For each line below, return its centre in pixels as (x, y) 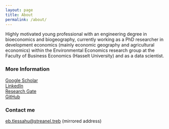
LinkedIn (14, 85)
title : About (19, 15)
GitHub (13, 96)
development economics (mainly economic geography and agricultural (80, 45)
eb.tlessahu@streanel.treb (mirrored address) (54, 121)
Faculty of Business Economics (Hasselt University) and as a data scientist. (85, 56)
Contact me (20, 110)
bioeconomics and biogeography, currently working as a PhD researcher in (84, 39)
